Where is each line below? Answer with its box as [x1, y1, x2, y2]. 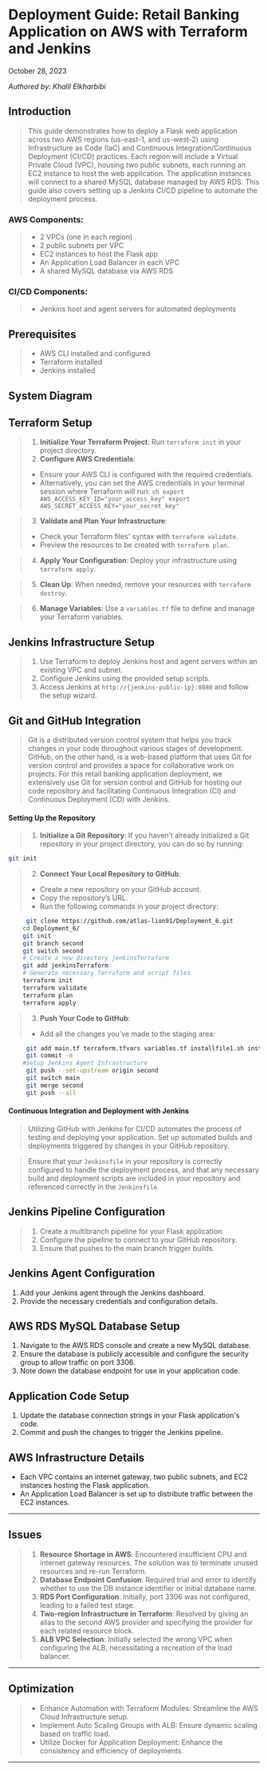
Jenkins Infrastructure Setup [8, 635, 156, 649]
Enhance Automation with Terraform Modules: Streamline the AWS [39, 1703, 259, 1713]
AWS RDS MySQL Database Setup [8, 1319, 181, 1333]
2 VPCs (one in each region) [39, 232, 133, 242]
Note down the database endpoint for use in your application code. [19, 1366, 241, 1376]
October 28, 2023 [8, 66, 67, 75]
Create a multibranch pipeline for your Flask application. [39, 1226, 225, 1236]
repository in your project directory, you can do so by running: [39, 839, 245, 849]
